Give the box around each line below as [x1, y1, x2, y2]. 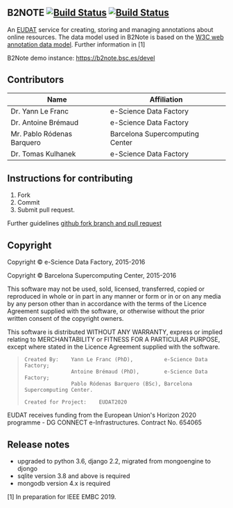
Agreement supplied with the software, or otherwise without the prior [7, 307, 205, 315]
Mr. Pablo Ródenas [10, 129, 73, 138]
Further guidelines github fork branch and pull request [7, 219, 162, 228]
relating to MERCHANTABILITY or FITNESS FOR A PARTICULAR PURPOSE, [7, 335, 221, 344]
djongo [17, 464, 38, 473]
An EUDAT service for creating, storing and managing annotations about [7, 25, 214, 33]
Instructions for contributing [7, 173, 133, 184]
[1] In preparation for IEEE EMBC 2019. [7, 493, 116, 501]
